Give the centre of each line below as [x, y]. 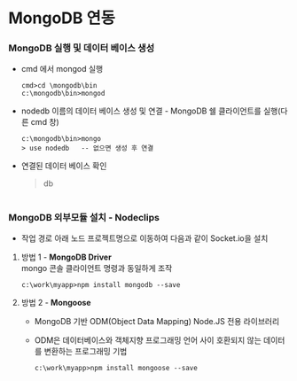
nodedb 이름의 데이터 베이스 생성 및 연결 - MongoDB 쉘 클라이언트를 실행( [151, 111]
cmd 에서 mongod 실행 [62, 69]
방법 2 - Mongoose [56, 303]
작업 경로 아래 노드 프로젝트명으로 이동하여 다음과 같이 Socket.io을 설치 [145, 238]
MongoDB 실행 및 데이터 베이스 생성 [82, 48]
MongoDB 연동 [62, 18]
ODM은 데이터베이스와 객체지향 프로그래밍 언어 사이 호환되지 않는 [148, 340]
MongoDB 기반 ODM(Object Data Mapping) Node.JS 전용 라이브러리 [157, 322]
